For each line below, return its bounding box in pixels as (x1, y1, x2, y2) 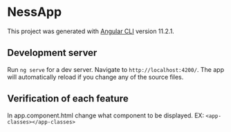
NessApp (7, 4, 62, 20)
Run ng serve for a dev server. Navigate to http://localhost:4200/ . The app (7, 65, 225, 73)
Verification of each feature (7, 93, 129, 104)
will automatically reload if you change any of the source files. (7, 73, 184, 81)
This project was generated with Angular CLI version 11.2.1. (7, 27, 174, 35)
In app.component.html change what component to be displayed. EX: (7, 111, 205, 120)
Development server (7, 47, 98, 59)
